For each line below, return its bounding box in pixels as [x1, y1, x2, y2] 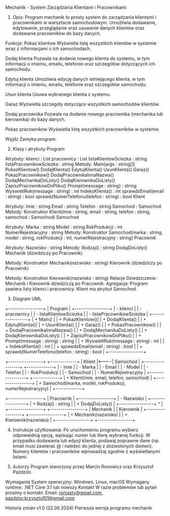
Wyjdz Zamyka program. [5, 136, 57, 142]
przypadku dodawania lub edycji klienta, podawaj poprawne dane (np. [12, 438, 160, 443]
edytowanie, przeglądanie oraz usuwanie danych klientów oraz [12, 25, 145, 31]
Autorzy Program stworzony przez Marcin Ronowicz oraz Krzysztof [12, 464, 154, 469]
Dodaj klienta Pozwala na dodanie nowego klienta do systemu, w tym [5, 55, 150, 61]
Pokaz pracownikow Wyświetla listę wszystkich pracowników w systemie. [5, 126, 160, 132]
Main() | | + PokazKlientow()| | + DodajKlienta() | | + [39, 316, 147, 322]
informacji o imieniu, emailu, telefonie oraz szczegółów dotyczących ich [5, 61, 156, 67]
